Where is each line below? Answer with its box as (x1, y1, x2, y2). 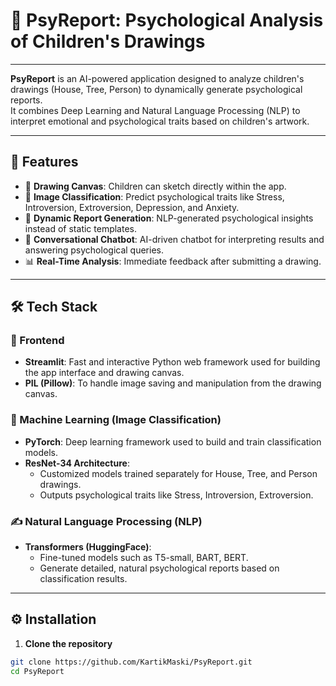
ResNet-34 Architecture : (24, 457, 130, 469)
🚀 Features (10, 154, 79, 171)
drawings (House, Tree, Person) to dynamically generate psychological (10, 83, 303, 95)
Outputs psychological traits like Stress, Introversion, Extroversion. (39, 489, 314, 501)
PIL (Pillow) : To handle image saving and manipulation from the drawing (24, 377, 322, 389)
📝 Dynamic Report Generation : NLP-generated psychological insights (24, 212, 314, 224)
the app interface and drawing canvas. (24, 367, 185, 379)
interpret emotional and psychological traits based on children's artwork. (10, 115, 310, 127)
